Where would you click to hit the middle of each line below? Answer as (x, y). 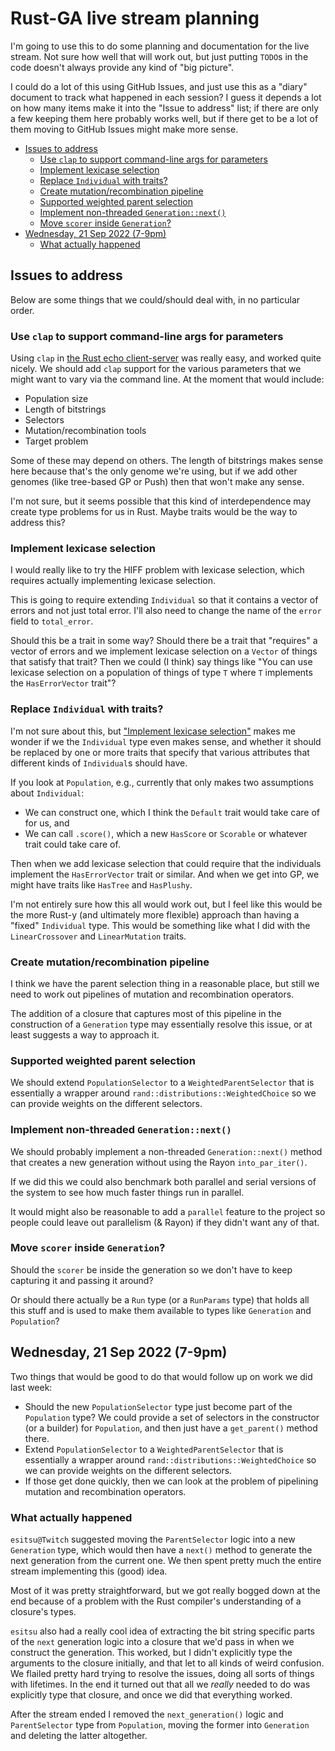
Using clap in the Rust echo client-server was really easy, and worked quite (166, 358)
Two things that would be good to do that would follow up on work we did (161, 1376)
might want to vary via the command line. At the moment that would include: (167, 379)
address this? (38, 523)
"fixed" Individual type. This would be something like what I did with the (160, 925)
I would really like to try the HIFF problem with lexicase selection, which (157, 570)
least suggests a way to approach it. (85, 1034)
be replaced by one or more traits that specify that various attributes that (160, 752)
